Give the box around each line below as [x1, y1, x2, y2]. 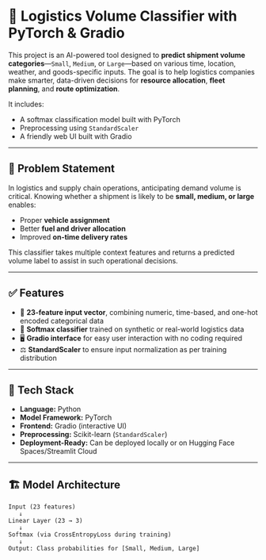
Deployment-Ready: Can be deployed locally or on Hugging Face [19, 438, 235, 447]
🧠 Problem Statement [8, 162, 116, 175]
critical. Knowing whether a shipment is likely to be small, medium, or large [8, 191, 255, 201]
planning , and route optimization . [8, 83, 120, 94]
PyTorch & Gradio [8, 24, 125, 42]
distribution [19, 353, 58, 362]
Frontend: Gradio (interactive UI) [19, 421, 127, 431]
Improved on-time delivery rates [19, 232, 128, 241]
